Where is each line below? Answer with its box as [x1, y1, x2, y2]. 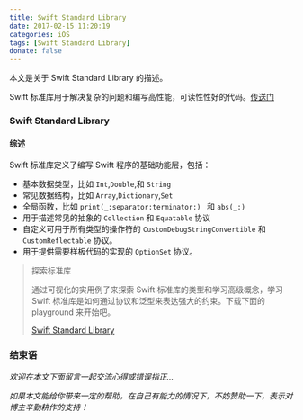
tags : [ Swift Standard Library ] [9, 38, 130, 48]
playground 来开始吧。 [31, 307, 116, 317]
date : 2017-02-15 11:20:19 [9, 22, 111, 31]
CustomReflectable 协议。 [22, 235, 118, 246]
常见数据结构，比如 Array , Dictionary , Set [22, 190, 174, 201]
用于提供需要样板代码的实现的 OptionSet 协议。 [22, 246, 198, 257]
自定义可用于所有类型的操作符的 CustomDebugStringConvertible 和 [22, 224, 267, 235]
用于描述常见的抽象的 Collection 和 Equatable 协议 [22, 212, 211, 223]
